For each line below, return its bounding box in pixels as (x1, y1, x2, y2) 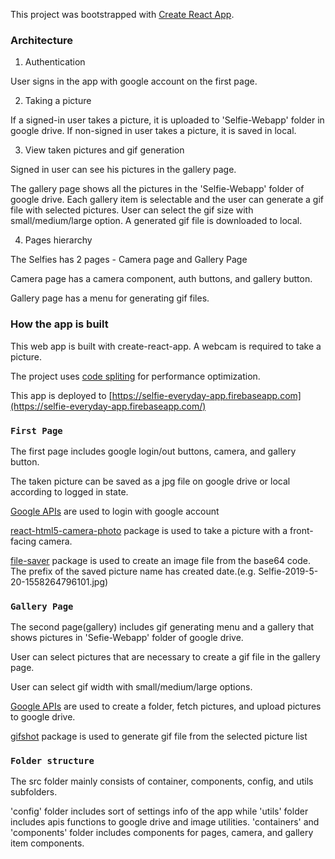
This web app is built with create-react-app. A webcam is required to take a (10, 340, 322, 352)
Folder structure (10, 755, 95, 767)
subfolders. (10, 786, 58, 798)
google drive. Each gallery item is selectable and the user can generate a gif (10, 194, 324, 206)
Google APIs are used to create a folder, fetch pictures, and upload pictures (10, 700, 322, 713)
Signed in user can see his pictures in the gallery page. (10, 164, 237, 176)
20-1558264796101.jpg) (10, 575, 109, 588)
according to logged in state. (10, 485, 129, 498)
